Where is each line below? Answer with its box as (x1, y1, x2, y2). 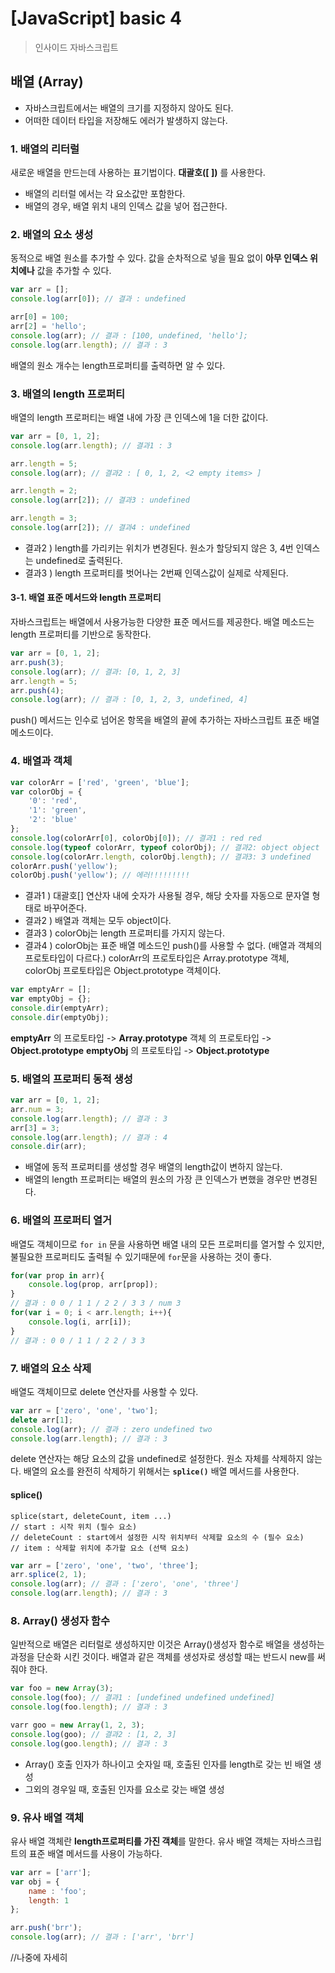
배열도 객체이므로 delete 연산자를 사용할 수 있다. (10, 1385, 199, 1397)
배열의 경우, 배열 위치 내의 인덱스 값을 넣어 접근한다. (24, 200, 228, 212)
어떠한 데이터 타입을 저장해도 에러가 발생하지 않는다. (24, 114, 228, 126)
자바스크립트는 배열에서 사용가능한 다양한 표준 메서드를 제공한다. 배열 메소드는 (10, 616, 315, 628)
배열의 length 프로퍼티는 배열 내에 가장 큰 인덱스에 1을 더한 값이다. (10, 411, 269, 423)
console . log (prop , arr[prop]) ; (28, 1280, 159, 1290)
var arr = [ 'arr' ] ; (10, 1867, 92, 1877)
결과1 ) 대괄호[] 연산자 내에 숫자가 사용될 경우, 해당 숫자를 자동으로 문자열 (24, 890, 310, 902)
